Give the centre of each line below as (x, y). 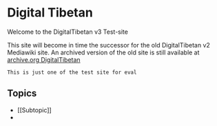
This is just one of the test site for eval (72, 72)
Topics (22, 93)
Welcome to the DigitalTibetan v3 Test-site (68, 32)
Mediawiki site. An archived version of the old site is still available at (103, 52)
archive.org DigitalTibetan (44, 59)
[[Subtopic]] (34, 110)
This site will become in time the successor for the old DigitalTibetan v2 (108, 45)
